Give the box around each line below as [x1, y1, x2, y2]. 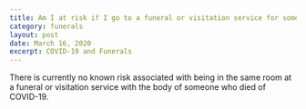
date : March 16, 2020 [9, 38, 92, 48]
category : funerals [9, 22, 84, 31]
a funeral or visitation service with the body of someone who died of [9, 82, 267, 93]
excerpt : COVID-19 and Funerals [9, 47, 132, 56]
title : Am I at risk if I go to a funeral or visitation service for [9, 13, 280, 23]
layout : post [9, 30, 59, 39]
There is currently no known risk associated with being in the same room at [9, 72, 292, 83]
